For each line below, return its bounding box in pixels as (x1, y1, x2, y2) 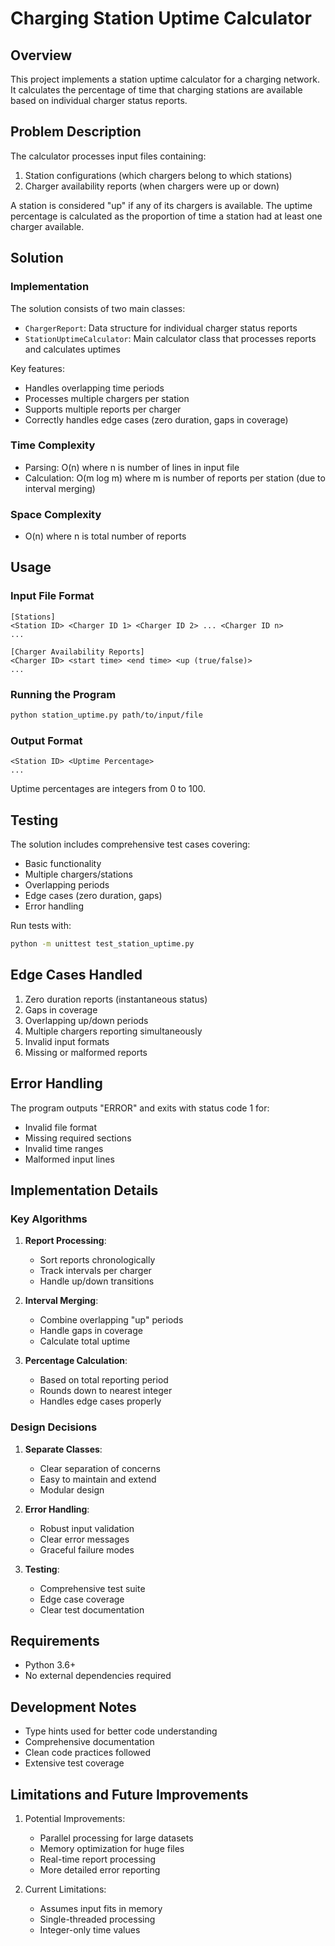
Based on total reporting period (39, 1374, 169, 1386)
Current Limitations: (24, 1883, 107, 1895)
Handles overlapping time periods (24, 382, 165, 394)
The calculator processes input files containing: (10, 150, 207, 162)
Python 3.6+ (24, 1659, 77, 1671)
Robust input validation (39, 1522, 135, 1534)
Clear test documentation (39, 1603, 145, 1616)
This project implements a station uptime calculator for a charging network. (10, 73, 320, 85)
